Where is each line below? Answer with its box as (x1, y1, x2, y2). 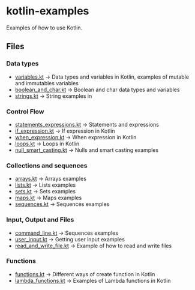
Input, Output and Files (6, 216, 74, 224)
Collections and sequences (6, 161, 88, 169)
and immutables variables (14, 79, 79, 86)
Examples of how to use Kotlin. (6, 24, 83, 31)
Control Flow (6, 107, 44, 115)
